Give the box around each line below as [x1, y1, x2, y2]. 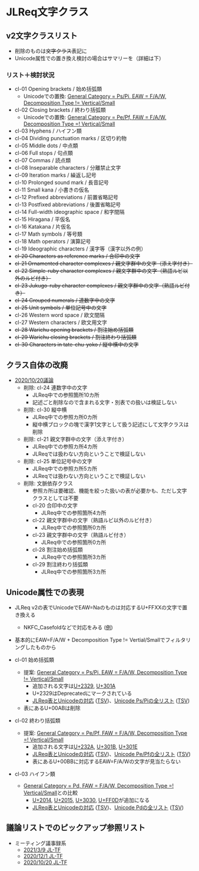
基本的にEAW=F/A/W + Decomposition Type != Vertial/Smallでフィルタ [14, 636, 186, 643]
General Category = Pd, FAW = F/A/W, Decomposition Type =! [23, 782, 174, 789]
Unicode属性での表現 [6, 587, 84, 597]
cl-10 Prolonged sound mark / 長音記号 [14, 179, 109, 186]
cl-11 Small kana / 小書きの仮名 [14, 186, 89, 193]
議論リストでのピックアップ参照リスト [6, 823, 145, 833]
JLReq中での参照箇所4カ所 [41, 509, 107, 516]
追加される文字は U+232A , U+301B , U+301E [32, 743, 138, 750]
